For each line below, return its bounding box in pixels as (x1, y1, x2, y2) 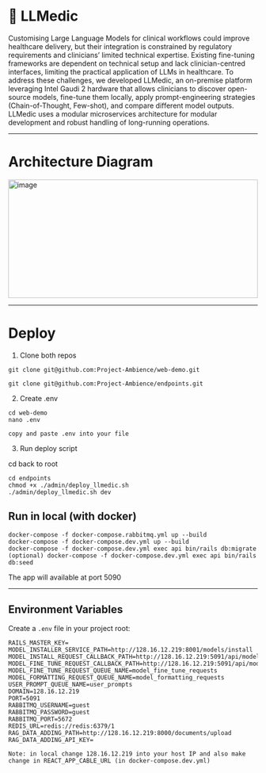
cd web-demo (8, 408, 47, 417)
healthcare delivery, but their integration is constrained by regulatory (8, 41, 232, 51)
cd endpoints (8, 474, 51, 482)
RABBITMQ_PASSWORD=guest (8, 709, 90, 717)
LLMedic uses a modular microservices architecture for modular (8, 109, 218, 118)
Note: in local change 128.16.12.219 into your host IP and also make (8, 750, 246, 758)
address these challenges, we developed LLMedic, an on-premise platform (8, 75, 253, 85)
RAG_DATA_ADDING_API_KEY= (8, 737, 93, 744)
